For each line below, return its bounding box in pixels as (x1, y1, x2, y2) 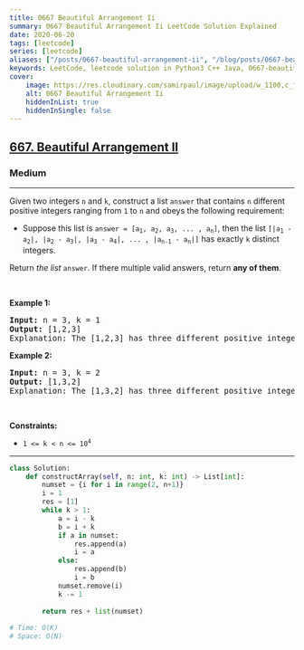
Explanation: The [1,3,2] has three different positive (9, 386, 262, 396)
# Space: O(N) (9, 632, 63, 641)
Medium (9, 167, 47, 179)
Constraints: (9, 420, 58, 431)
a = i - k (57, 513, 95, 523)
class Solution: (9, 464, 71, 473)
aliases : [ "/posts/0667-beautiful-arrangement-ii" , (9, 55, 208, 64)
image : (25, 81, 51, 90)
